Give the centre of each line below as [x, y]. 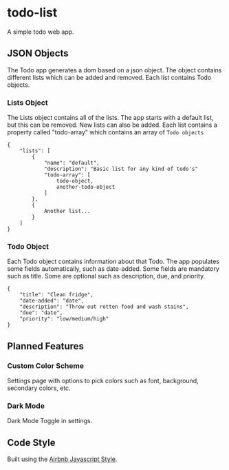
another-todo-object [86, 187]
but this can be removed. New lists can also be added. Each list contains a [112, 125]
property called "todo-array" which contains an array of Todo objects [106, 132]
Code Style [31, 442]
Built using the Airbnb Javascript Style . [62, 459]
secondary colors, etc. [39, 388]
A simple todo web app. [41, 32]
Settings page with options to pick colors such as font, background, [103, 381]
